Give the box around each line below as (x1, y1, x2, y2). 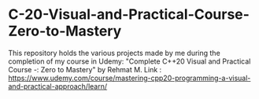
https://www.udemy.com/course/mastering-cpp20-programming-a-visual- (8, 73, 251, 82)
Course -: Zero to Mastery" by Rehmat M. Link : (8, 64, 162, 74)
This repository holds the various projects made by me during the (8, 48, 220, 57)
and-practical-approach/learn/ (8, 81, 108, 91)
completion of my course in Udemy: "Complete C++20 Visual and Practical (8, 57, 251, 66)
